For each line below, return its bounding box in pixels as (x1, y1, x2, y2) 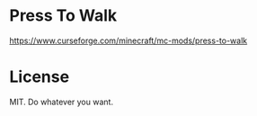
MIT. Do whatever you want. (9, 96, 114, 107)
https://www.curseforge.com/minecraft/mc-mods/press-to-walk (9, 35, 248, 46)
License (9, 67, 70, 87)
